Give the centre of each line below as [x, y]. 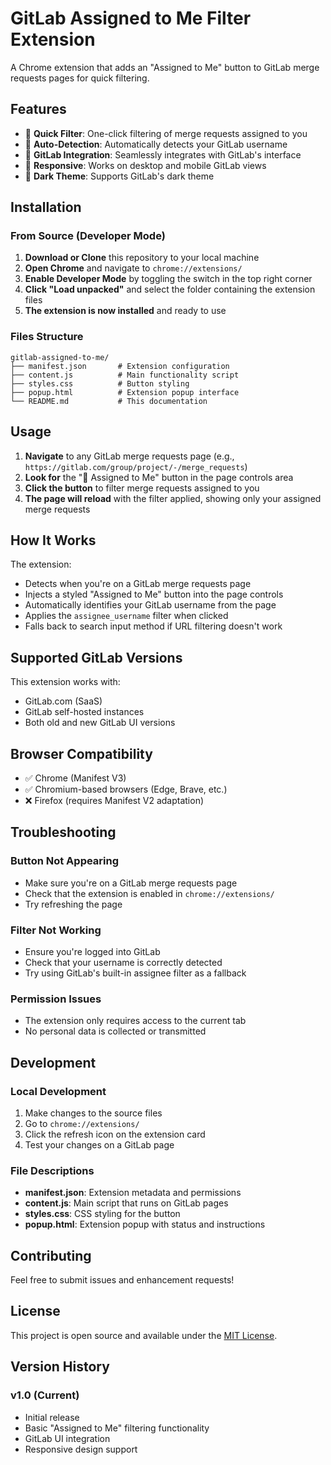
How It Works [53, 540]
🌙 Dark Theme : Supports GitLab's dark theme [119, 176]
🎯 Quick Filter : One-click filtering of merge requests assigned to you [166, 133]
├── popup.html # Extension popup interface [125, 392]
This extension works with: [65, 682]
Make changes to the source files [93, 1113]
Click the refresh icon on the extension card [115, 1134]
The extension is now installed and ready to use [125, 311]
